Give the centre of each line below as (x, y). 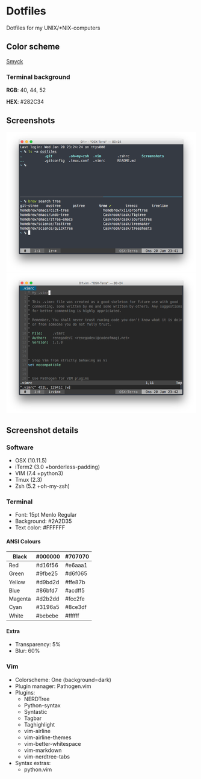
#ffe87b (75, 582)
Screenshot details (42, 430)
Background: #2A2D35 (43, 521)
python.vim (38, 769)
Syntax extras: (33, 763)
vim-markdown (43, 750)
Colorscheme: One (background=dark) (63, 680)
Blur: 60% (27, 651)
